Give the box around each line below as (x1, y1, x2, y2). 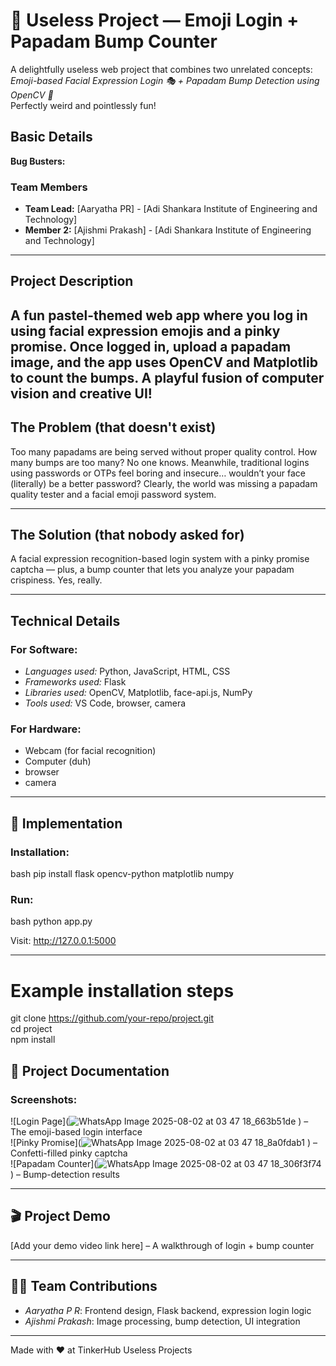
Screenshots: (10, 1092, 78, 1106)
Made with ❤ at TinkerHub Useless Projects (10, 1344, 193, 1356)
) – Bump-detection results (10, 1169, 120, 1181)
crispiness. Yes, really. (10, 574, 103, 586)
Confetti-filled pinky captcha (10, 1147, 128, 1159)
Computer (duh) (24, 755, 92, 768)
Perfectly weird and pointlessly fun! (10, 99, 157, 111)
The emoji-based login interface (10, 1126, 143, 1138)
